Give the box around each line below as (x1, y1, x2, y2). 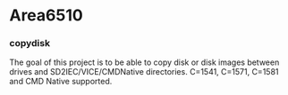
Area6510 (9, 5, 83, 26)
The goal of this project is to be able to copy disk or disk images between (9, 57, 280, 67)
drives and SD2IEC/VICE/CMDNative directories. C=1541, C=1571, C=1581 (9, 67, 279, 77)
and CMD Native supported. (9, 76, 113, 87)
